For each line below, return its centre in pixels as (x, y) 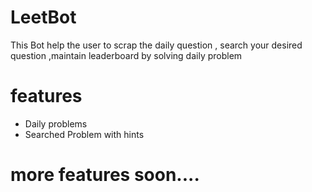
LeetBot (43, 17)
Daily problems (56, 123)
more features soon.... (105, 175)
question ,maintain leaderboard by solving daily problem (126, 55)
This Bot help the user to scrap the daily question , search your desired (156, 45)
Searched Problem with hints (84, 134)
